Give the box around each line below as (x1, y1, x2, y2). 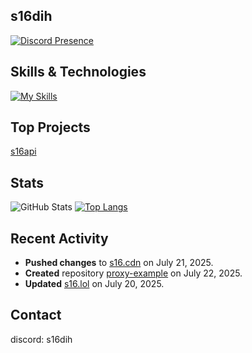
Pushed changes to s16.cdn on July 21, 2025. (24, 257, 214, 269)
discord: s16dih (10, 333, 73, 345)
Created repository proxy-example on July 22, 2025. (24, 267, 243, 279)
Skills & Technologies (10, 64, 147, 81)
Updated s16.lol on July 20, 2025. (24, 278, 165, 290)
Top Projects (10, 119, 91, 136)
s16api (10, 145, 37, 158)
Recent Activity (10, 230, 109, 247)
